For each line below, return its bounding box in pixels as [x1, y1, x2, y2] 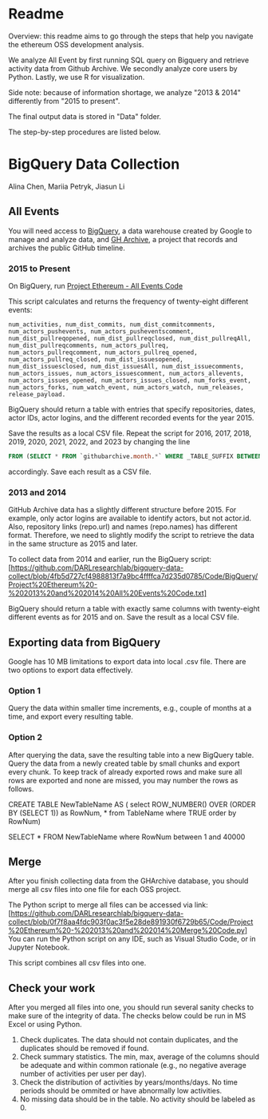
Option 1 [8, 685, 41, 696]
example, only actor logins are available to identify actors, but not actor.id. [8, 513, 252, 524]
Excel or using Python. [8, 1020, 82, 1029]
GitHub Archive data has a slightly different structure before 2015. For [8, 505, 237, 515]
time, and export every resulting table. [8, 712, 134, 722]
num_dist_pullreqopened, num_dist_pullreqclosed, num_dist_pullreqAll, [8, 334, 251, 342]
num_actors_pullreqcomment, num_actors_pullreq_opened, [8, 348, 198, 356]
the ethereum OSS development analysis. [8, 39, 144, 49]
